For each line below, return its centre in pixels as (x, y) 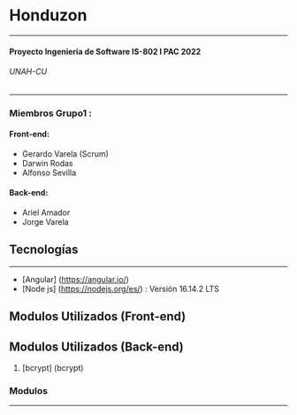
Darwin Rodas (47, 163)
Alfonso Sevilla (49, 173)
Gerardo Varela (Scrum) (65, 154)
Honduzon (48, 15)
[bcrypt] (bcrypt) (53, 368)
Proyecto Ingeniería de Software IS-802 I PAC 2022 (105, 51)
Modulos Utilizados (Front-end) (98, 316)
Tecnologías (44, 250)
